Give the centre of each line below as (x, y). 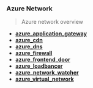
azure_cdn (29, 40)
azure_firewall (34, 53)
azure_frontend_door (43, 60)
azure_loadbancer (39, 66)
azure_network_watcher (47, 73)
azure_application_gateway (51, 34)
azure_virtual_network (45, 79)
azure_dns (29, 46)
